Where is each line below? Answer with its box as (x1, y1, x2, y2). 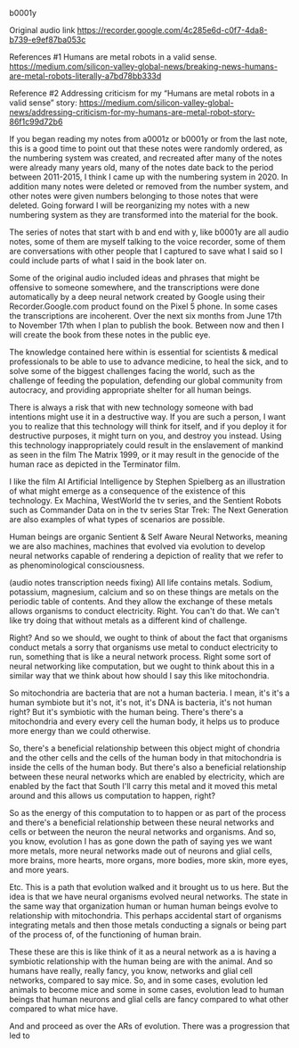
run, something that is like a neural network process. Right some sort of (9, 652, 271, 661)
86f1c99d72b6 (9, 116, 63, 127)
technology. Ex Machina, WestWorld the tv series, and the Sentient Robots (9, 495, 282, 505)
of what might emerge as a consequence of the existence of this (9, 486, 246, 496)
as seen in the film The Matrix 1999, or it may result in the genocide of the (9, 450, 279, 460)
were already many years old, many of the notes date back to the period (9, 162, 274, 172)
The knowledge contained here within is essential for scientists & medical (9, 347, 279, 357)
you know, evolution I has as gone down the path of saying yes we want (9, 836, 273, 846)
